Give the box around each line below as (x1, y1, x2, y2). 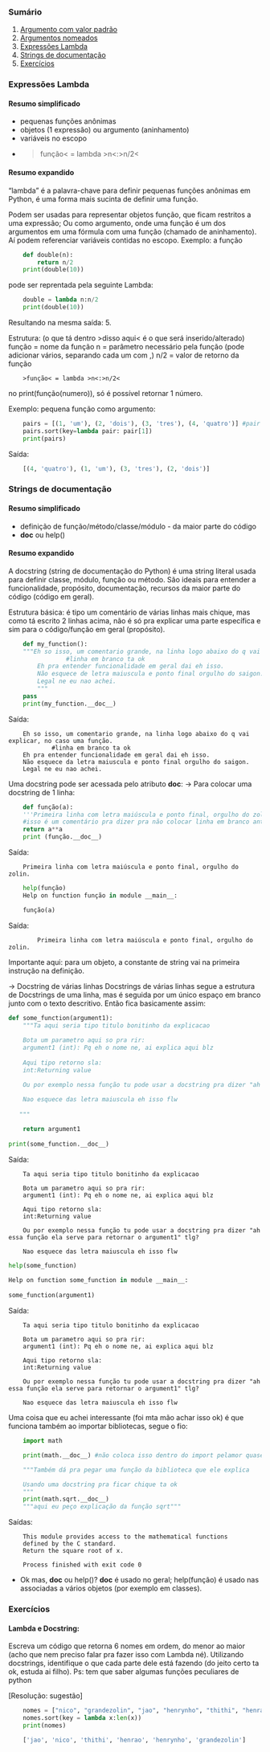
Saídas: (8, 1517, 34, 1527)
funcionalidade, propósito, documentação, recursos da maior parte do (8, 583, 241, 593)
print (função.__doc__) (22, 833, 103, 841)
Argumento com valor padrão (19, 25, 118, 35)
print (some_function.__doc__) (8, 1140, 110, 1148)
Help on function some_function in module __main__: (8, 1276, 189, 1284)
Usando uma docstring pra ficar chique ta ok (22, 1480, 178, 1489)
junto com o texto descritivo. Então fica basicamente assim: (8, 999, 207, 1008)
